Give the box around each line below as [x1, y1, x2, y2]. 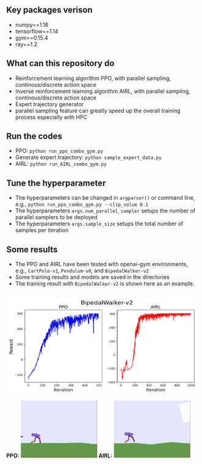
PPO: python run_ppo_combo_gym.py [15, 147, 104, 154]
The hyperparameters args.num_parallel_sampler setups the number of [15, 207, 196, 214]
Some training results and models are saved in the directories [15, 274, 170, 281]
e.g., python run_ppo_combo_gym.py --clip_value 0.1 [15, 201, 148, 208]
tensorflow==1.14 [15, 27, 59, 35]
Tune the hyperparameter [6, 178, 106, 188]
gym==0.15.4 [15, 34, 49, 42]
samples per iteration [15, 227, 69, 234]
